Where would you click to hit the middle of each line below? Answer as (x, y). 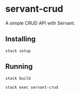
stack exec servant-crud (32, 87)
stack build (18, 78)
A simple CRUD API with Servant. (40, 23)
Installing (21, 39)
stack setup (18, 51)
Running (19, 67)
